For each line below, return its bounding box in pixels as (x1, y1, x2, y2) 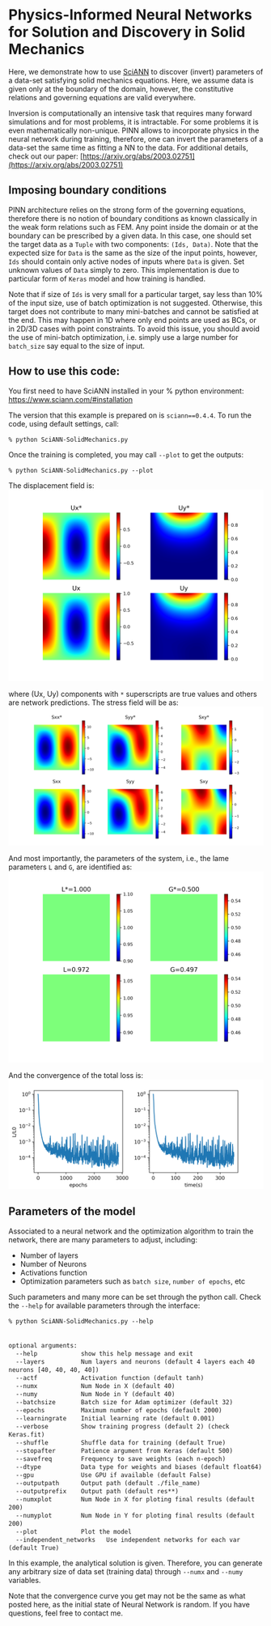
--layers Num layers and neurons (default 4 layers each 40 (15, 1357, 255, 1365)
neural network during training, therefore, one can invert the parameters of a (8, 134, 264, 143)
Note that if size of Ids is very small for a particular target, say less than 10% (8, 289, 263, 299)
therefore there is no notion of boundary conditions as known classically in (8, 213, 257, 223)
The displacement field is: (8, 480, 95, 490)
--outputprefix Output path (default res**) (15, 1487, 180, 1495)
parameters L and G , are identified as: (8, 862, 133, 872)
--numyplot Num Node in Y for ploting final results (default (15, 1511, 255, 1519)
